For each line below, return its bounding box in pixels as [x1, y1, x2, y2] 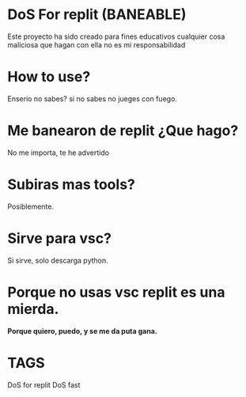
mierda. [7, 300, 59, 318]
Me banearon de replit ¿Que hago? [7, 122, 239, 140]
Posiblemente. [7, 202, 55, 211]
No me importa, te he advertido [7, 148, 110, 157]
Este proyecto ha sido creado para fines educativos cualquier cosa [7, 32, 225, 41]
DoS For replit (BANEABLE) [7, 6, 187, 24]
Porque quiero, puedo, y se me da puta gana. [7, 326, 157, 335]
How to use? [7, 68, 91, 86]
